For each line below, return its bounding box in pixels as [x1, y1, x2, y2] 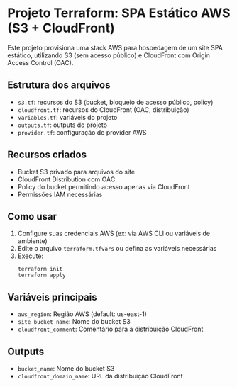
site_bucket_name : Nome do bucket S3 [17, 318, 131, 326]
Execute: [17, 252, 44, 260]
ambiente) [17, 237, 48, 245]
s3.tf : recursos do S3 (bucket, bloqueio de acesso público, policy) [17, 98, 214, 106]
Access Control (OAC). [7, 58, 74, 67]
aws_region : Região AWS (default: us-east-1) [17, 310, 148, 318]
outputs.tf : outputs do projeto [17, 120, 108, 129]
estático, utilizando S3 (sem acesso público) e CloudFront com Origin [7, 51, 211, 60]
